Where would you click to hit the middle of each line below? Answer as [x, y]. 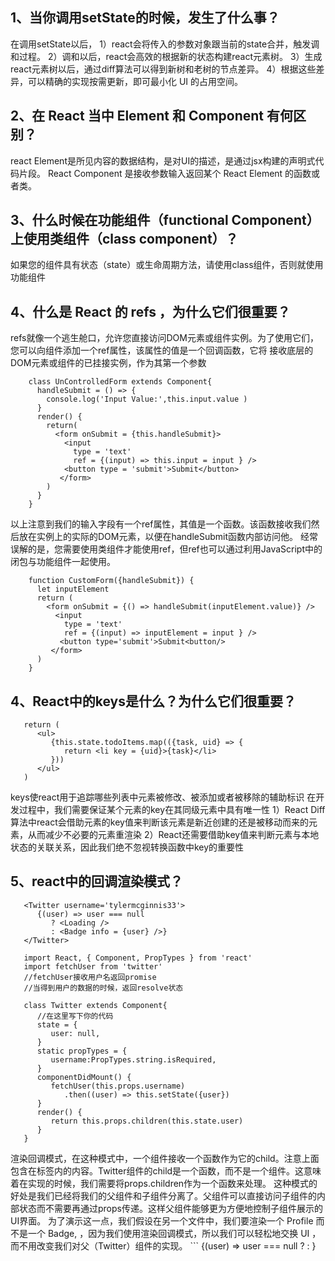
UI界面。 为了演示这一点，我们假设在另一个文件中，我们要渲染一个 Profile [162, 1220]
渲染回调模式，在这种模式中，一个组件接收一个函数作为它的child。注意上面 [165, 1158]
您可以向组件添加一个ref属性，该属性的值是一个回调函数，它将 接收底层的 [162, 350]
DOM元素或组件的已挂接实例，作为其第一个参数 [108, 363]
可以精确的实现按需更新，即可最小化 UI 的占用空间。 [135, 81]
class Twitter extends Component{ [95, 1005]
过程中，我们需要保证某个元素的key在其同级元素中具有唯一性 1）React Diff [172, 810]
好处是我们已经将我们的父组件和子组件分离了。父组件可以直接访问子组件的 [163, 1195]
